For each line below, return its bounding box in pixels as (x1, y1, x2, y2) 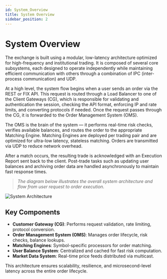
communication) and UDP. (22, 76, 77, 82)
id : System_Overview (5, 7, 48, 12)
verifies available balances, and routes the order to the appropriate (5, 127, 142, 133)
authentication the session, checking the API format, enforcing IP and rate (5, 101, 157, 107)
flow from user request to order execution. (17, 183, 105, 190)
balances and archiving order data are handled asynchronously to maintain (5, 163, 159, 169)
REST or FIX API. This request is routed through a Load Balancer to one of (5, 91, 157, 97)
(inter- (141, 70, 155, 76)
